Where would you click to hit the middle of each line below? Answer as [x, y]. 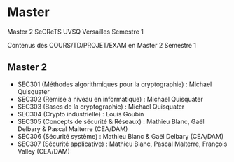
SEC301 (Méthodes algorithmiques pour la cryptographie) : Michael [115, 84]
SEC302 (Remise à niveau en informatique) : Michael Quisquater [110, 99]
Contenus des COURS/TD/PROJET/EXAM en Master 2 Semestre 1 [102, 45]
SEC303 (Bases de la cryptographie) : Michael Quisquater [101, 107]
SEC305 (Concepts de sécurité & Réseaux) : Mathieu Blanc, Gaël [111, 121]
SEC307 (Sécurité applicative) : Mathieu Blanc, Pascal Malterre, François [122, 144]
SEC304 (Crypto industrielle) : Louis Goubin [81, 114]
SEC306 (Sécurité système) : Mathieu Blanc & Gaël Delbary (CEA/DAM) [121, 136]
